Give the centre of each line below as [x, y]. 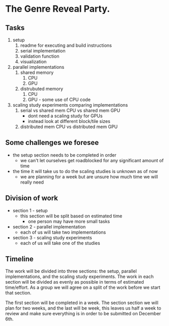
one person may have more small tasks [69, 221]
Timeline [20, 259]
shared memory [37, 72]
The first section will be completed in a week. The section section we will [82, 303]
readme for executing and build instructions [66, 45]
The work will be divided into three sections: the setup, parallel [71, 271]
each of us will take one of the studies [60, 243]
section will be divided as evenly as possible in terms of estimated [75, 282]
